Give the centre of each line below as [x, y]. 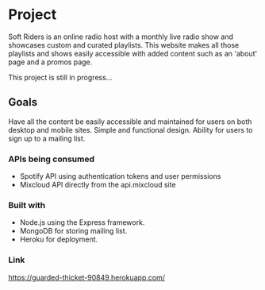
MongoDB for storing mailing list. [73, 231]
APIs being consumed [52, 159]
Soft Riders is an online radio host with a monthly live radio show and [121, 37]
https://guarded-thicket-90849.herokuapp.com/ [86, 277]
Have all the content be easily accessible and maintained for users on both [130, 122]
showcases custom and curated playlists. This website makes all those [124, 44]
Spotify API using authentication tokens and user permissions [120, 176]
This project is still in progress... [60, 77]
